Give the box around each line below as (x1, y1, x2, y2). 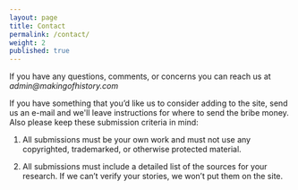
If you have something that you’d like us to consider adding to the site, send (9, 98, 288, 108)
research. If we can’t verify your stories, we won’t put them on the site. (21, 171, 284, 182)
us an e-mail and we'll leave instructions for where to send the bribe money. (9, 108, 289, 118)
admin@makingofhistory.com (9, 81, 119, 91)
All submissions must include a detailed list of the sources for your (21, 161, 268, 172)
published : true (9, 47, 70, 56)
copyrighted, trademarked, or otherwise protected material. (21, 144, 242, 155)
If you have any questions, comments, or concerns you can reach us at (9, 71, 271, 82)
